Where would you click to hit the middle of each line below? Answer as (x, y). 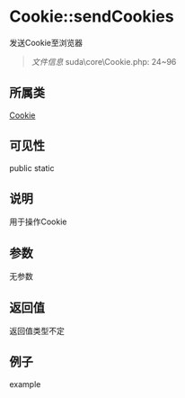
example (25, 384)
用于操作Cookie (38, 222)
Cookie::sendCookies (92, 17)
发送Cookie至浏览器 (46, 42)
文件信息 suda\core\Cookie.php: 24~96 (104, 61)
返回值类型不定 (37, 331)
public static (32, 167)
